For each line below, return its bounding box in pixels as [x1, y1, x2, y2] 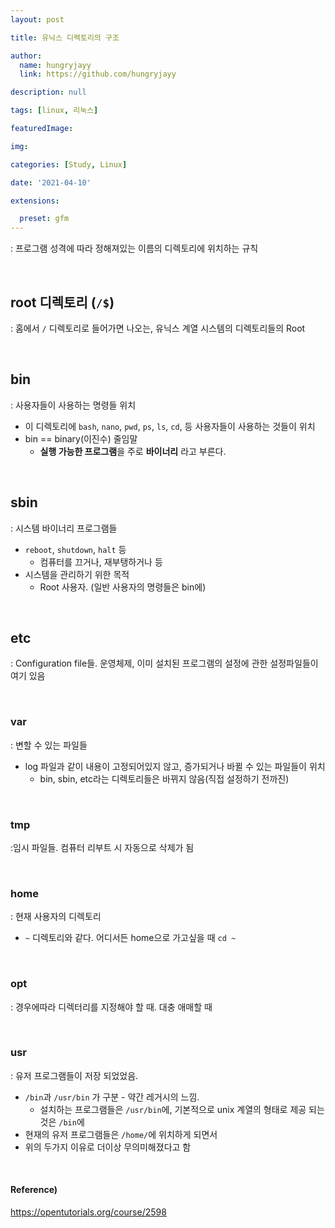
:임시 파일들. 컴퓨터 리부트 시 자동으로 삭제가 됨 [10, 841, 195, 853]
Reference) [10, 1184, 58, 1196]
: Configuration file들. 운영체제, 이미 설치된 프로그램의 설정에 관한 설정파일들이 [10, 657, 319, 670]
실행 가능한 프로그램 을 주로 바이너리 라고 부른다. [39, 445, 227, 457]
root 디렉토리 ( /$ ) [10, 294, 115, 311]
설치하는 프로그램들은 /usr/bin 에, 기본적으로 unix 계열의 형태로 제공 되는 [39, 1103, 325, 1115]
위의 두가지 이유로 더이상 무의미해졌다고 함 [24, 1141, 192, 1153]
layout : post [10, 14, 65, 25]
